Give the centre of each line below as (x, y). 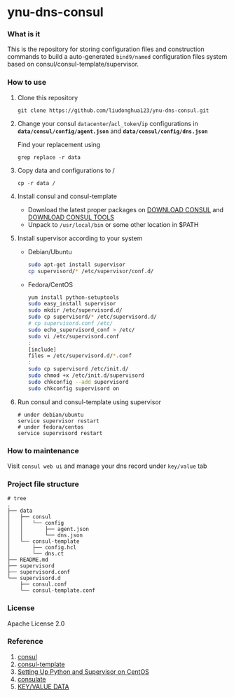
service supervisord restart (60, 433)
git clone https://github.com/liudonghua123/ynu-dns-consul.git (113, 110)
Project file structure (43, 484)
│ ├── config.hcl (42, 548)
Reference (25, 642)
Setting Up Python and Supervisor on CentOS (83, 671)
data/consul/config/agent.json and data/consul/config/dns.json (112, 131)
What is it (24, 34)
